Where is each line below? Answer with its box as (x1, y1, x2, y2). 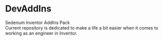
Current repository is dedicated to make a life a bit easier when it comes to (5, 24, 159, 30)
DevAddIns (5, 3, 51, 14)
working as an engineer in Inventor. (5, 30, 78, 36)
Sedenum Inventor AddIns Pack (5, 19, 70, 25)
